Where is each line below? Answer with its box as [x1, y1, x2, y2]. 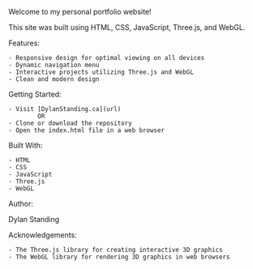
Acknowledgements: [8, 230, 77, 240]
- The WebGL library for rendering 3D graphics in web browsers [8, 253, 230, 261]
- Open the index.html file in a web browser [8, 126, 165, 134]
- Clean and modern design [8, 75, 100, 83]
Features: [8, 38, 41, 48]
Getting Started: [8, 89, 62, 99]
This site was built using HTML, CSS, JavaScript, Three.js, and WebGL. [8, 23, 246, 32]
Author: [8, 199, 34, 208]
